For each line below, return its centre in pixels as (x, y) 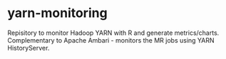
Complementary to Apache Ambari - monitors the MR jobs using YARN (111, 40)
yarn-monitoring (58, 13)
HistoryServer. (29, 48)
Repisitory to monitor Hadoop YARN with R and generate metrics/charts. (113, 33)
